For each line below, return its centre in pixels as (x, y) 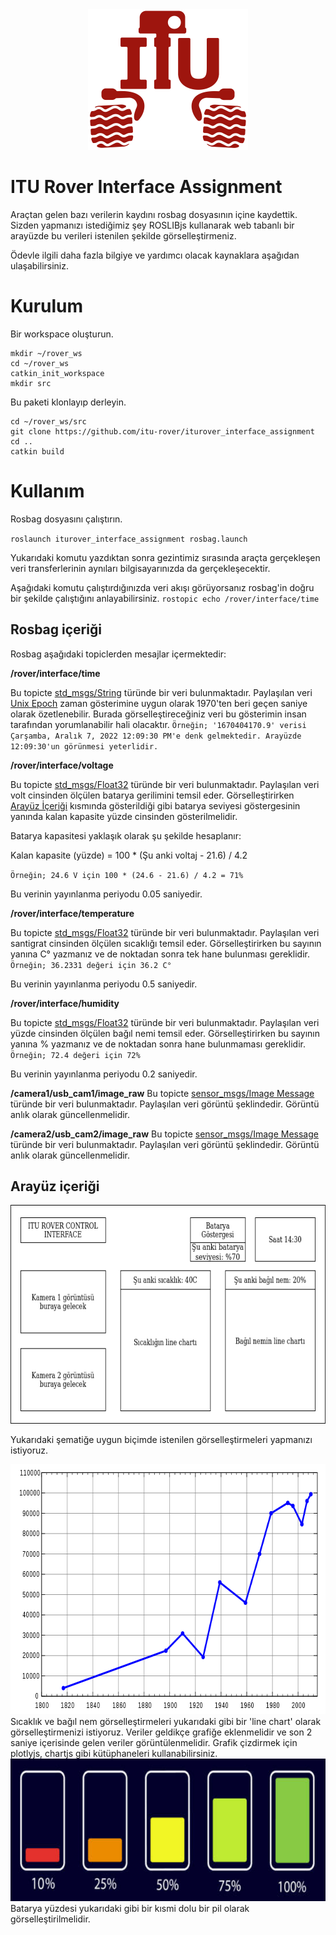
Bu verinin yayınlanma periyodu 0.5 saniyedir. (104, 984)
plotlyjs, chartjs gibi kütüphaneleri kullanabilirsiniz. (114, 1754)
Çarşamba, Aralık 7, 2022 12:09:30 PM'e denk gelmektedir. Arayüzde (156, 736)
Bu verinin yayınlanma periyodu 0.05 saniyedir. (106, 894)
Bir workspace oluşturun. (62, 334)
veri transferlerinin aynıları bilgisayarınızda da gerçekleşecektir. (140, 568)
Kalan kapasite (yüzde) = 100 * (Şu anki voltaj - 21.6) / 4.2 (129, 855)
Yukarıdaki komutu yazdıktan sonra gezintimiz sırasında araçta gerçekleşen (165, 557)
